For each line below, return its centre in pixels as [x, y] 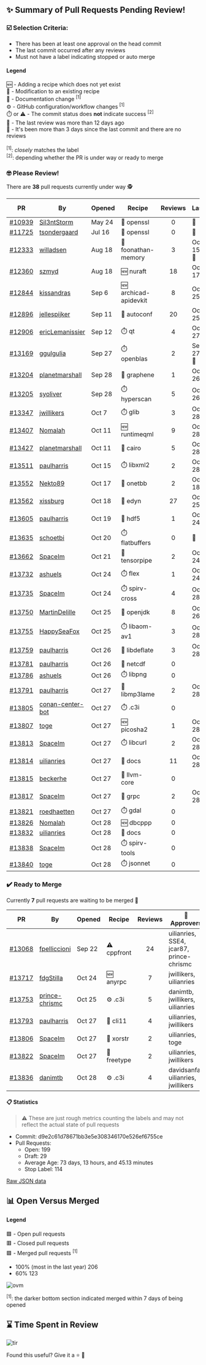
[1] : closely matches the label [43, 149]
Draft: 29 [36, 1156]
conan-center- [62, 704]
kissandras [55, 293]
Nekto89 [52, 483]
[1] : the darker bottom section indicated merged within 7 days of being [95, 1298]
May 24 [102, 222]
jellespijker [55, 314]
